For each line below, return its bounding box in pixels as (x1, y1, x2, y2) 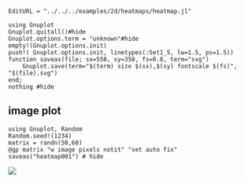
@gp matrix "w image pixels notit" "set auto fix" (8, 145, 178, 153)
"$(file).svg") (8, 69, 58, 77)
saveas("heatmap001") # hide (8, 152, 104, 160)
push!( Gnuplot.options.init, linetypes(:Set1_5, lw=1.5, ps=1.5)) (8, 49, 235, 57)
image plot (8, 104, 61, 118)
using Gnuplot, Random (8, 125, 83, 133)
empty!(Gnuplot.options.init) (8, 42, 108, 49)
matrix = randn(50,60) (8, 138, 83, 147)
